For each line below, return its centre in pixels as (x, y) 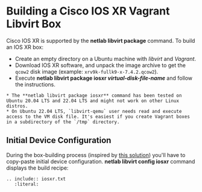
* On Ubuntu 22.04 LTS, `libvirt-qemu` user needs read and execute (94, 111)
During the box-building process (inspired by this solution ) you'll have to (96, 155)
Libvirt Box (34, 24)
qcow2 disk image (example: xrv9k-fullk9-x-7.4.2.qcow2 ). (87, 71)
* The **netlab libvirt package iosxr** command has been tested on (94, 95)
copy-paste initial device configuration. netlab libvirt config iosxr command (101, 161)
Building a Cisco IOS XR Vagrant (88, 11)
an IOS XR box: (25, 47)
